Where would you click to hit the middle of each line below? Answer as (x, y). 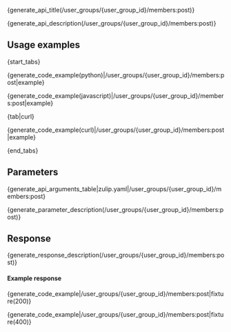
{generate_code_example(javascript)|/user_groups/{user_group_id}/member (115, 95)
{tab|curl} (21, 116)
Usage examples (44, 45)
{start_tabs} (24, 61)
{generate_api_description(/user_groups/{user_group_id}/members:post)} (112, 23)
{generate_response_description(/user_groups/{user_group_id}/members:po (116, 255)
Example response (34, 278)
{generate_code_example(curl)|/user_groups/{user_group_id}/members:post (116, 130)
